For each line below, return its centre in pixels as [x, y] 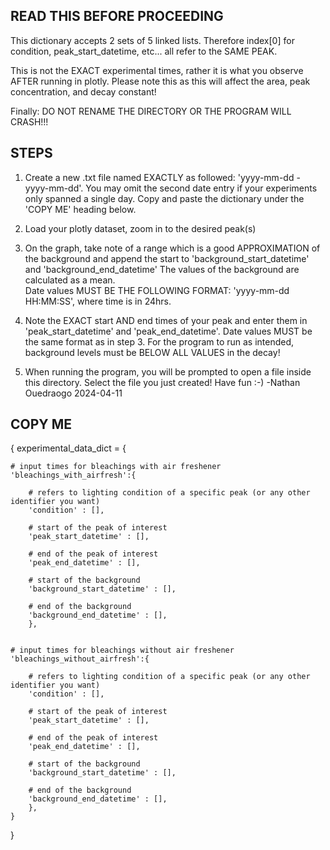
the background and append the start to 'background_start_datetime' [167, 258]
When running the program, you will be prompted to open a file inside [168, 371]
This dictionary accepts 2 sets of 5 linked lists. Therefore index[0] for [152, 40]
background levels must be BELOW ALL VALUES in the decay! [152, 352]
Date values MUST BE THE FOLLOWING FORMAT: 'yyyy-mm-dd [157, 290]
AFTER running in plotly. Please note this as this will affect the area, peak [160, 81]
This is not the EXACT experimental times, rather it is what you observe [157, 70]
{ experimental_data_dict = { [68, 448]
